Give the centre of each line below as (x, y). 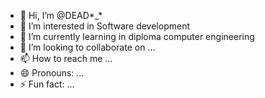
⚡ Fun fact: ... (47, 84)
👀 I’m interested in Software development (104, 26)
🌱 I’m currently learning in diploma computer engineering (137, 36)
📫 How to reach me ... (66, 58)
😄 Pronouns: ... (52, 73)
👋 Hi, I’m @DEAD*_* (61, 15)
